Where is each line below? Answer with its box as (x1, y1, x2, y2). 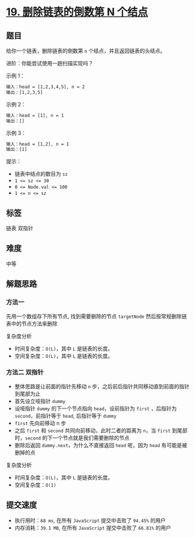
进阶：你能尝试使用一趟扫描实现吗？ (6, 60, 94, 66)
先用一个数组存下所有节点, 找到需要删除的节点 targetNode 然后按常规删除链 (6, 313, 187, 320)
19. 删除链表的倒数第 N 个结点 (6, 5, 148, 19)
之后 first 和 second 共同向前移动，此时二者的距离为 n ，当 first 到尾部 (14, 427, 188, 434)
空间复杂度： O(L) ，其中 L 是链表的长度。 (14, 352, 113, 359)
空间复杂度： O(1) (14, 481, 57, 488)
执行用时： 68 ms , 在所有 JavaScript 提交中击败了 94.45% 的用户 (14, 516, 166, 523)
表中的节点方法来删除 (6, 320, 57, 327)
